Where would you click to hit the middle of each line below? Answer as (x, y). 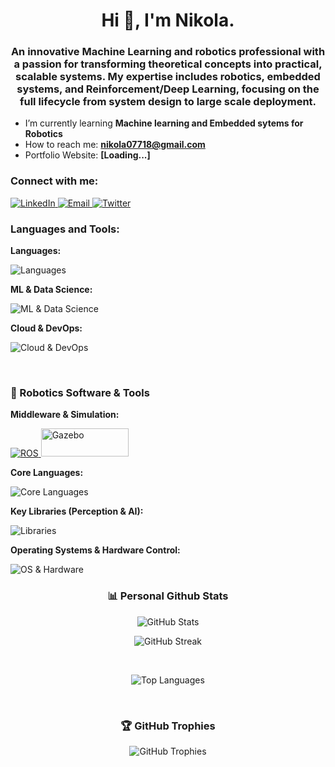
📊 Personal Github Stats (168, 596)
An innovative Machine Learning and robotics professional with (168, 52)
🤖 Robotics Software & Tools (80, 392)
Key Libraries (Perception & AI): (77, 511)
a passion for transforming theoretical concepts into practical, (168, 64)
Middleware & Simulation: (65, 415)
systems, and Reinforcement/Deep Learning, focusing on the (168, 89)
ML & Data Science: (51, 290)
